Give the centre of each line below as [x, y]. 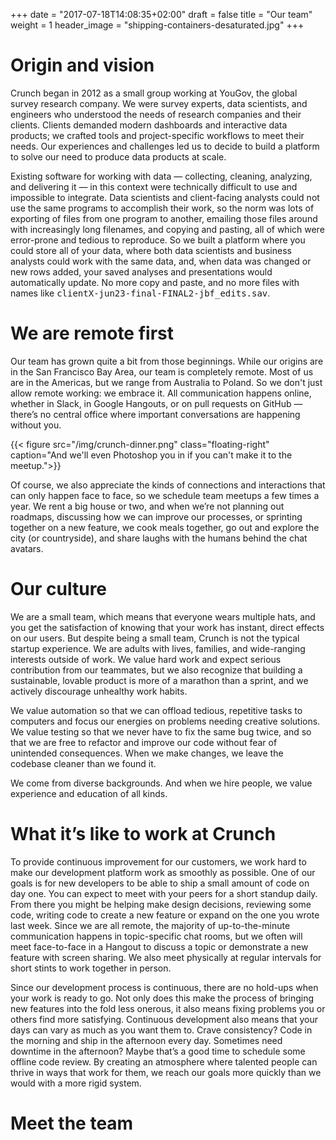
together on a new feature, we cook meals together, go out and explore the [165, 527]
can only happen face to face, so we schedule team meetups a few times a [165, 495]
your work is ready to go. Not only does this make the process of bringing [162, 998]
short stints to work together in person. [91, 968]
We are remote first [92, 333]
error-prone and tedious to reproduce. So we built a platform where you [158, 240]
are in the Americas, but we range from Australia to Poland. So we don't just [166, 382]
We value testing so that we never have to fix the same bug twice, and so [161, 731]
